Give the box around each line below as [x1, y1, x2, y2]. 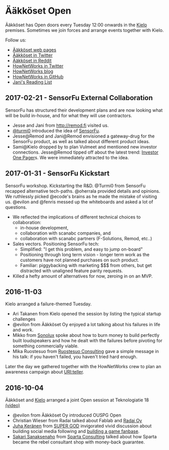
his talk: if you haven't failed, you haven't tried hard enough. [12, 354, 138, 360]
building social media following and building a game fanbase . [12, 428, 140, 434]
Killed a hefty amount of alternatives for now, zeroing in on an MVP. [12, 273, 153, 279]
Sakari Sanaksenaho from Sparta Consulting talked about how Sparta [12, 434, 157, 440]
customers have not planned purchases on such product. [20, 257, 139, 263]
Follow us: [5, 37, 27, 43]
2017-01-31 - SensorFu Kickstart [5, 169, 110, 178]
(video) [5, 402, 20, 409]
